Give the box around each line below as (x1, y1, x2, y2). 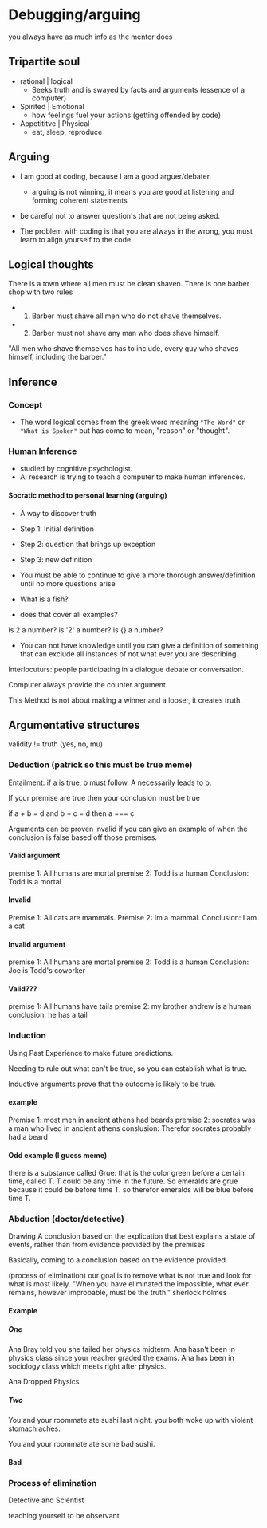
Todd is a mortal (8, 876, 61, 886)
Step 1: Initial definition (19, 524, 94, 534)
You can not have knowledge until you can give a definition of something (19, 640, 259, 650)
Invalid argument (8, 939, 66, 949)
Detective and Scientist (8, 1495, 84, 1505)
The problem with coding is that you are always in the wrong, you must (19, 226, 253, 236)
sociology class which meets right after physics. (8, 1361, 167, 1371)
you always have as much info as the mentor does (8, 32, 173, 41)
